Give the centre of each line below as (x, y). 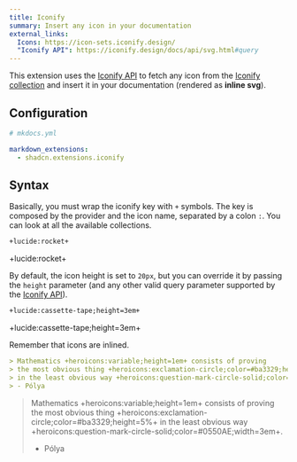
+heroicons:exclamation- (162, 412)
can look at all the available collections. (80, 225)
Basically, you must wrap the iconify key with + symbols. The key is (131, 207)
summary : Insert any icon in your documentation (100, 26)
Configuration (49, 113)
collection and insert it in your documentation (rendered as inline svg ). (138, 85)
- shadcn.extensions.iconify (71, 157)
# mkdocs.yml (33, 133)
